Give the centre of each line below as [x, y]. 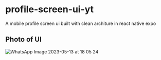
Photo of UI [24, 39]
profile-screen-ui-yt [50, 9]
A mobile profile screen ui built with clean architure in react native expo [81, 23]
